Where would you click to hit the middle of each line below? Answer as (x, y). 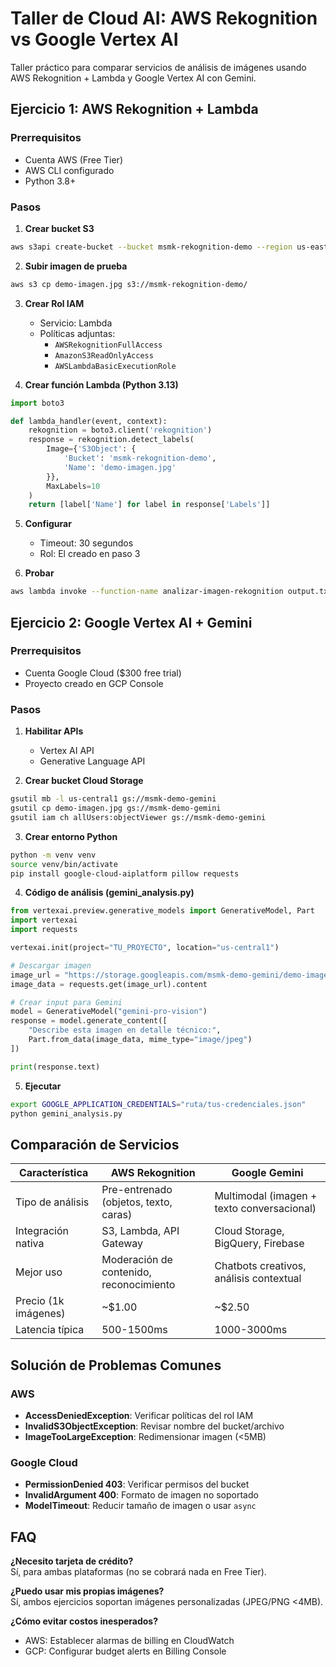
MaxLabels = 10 (73, 486)
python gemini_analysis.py (66, 1113)
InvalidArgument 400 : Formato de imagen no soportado (141, 1495)
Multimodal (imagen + (266, 1196)
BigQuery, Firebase (259, 1244)
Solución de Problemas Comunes (116, 1365)
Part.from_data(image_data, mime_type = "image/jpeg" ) (140, 1040)
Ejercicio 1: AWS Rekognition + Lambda (134, 109)
